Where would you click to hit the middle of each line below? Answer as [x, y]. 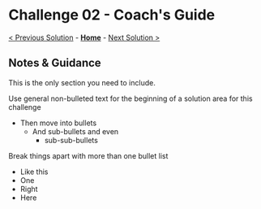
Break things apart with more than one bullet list [88, 155]
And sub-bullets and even [75, 131]
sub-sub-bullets [71, 140]
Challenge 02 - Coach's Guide [112, 15]
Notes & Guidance [55, 63]
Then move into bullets [58, 123]
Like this [34, 172]
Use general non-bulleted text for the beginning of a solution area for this [130, 98]
